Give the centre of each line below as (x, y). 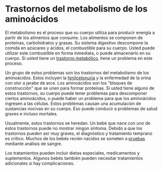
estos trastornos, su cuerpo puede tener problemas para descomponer (76, 93)
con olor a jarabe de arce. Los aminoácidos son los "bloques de (69, 83)
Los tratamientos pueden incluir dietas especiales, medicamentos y (72, 153)
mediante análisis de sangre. (33, 143)
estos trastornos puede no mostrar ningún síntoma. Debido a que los (74, 128)
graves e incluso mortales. (32, 114)
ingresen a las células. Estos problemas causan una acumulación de (73, 103)
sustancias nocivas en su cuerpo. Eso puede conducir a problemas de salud (81, 108)
